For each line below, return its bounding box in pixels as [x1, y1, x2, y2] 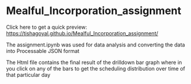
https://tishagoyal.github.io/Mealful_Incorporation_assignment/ [6, 29, 159, 36]
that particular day [6, 71, 51, 78]
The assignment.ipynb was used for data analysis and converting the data [6, 41, 185, 48]
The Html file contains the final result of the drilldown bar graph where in [6, 59, 182, 66]
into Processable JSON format [6, 47, 80, 54]
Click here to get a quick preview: [6, 23, 88, 31]
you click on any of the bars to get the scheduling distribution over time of [6, 65, 185, 72]
